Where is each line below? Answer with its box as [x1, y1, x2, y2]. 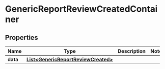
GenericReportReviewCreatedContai [5, 3, 158, 15]
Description [117, 48, 146, 54]
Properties [5, 33, 38, 42]
